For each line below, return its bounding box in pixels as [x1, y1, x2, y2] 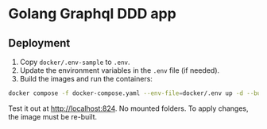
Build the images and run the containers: [19, 74, 153, 83]
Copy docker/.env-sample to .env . [19, 57, 130, 66]
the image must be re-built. [8, 112, 98, 121]
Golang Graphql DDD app [8, 5, 176, 23]
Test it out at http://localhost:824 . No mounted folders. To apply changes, [8, 104, 249, 113]
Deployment [8, 36, 71, 50]
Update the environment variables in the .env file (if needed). [19, 66, 220, 75]
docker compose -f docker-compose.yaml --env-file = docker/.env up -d [8, 89, 244, 97]
